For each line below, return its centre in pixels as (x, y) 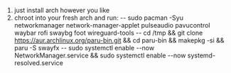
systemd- (201, 55)
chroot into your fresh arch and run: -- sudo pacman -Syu (98, 18)
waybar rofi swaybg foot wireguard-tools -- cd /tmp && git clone (108, 33)
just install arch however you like (62, 10)
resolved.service (39, 63)
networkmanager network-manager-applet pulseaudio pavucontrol (112, 25)
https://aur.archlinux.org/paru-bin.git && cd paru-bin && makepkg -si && (119, 40)
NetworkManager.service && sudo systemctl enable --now (100, 55)
